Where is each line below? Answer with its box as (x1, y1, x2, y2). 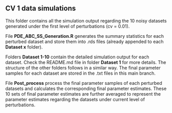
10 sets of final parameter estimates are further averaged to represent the (5, 91, 161, 97)
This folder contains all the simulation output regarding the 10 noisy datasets (5, 17, 167, 24)
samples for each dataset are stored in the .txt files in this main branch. (5, 70, 156, 76)
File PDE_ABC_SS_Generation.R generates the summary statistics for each (5, 33, 164, 39)
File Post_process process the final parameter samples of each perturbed (5, 80, 163, 86)
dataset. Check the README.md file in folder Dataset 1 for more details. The (5, 59, 166, 65)
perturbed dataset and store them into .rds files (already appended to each (5, 38, 164, 44)
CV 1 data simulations (5, 4, 76, 13)
